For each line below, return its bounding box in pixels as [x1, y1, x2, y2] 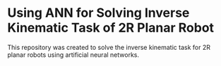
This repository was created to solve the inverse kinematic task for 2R [7, 43, 210, 51]
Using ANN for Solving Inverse [7, 5, 190, 21]
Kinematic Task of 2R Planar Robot [7, 20, 214, 36]
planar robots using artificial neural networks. [7, 51, 140, 59]
